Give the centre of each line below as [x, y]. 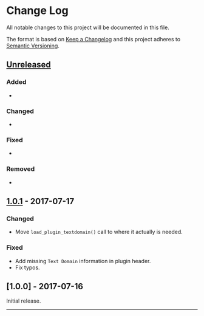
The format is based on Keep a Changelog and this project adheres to [93, 39]
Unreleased [29, 65]
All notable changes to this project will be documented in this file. [88, 27]
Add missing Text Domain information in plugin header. [83, 261]
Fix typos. [28, 267]
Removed [21, 169]
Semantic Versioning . [33, 46]
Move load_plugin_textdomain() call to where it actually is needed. [99, 232]
